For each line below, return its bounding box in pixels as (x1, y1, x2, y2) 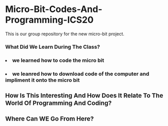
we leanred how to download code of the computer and (12, 70, 149, 77)
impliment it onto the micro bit (5, 76, 80, 83)
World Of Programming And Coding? (5, 99, 112, 107)
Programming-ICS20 (5, 14, 94, 26)
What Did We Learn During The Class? (5, 43, 100, 50)
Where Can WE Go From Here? (5, 114, 94, 123)
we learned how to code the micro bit (12, 57, 104, 64)
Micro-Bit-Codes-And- (5, 4, 103, 15)
